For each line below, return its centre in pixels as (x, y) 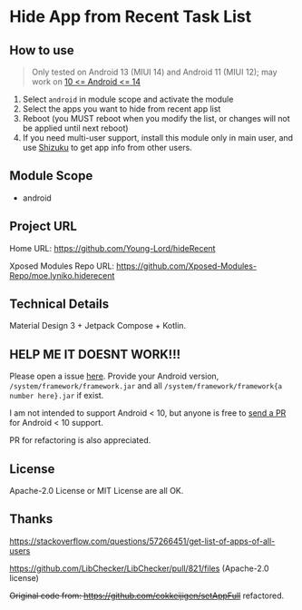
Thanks (31, 519)
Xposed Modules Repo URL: (62, 266)
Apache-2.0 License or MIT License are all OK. (97, 491)
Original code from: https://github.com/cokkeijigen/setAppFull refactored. (147, 595)
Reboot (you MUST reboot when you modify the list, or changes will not (156, 118)
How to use (42, 50)
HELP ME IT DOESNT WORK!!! (95, 354)
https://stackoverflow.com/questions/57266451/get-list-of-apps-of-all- (142, 541)
